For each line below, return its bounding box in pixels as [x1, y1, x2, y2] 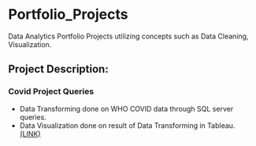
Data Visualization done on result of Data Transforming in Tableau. [19, 120, 236, 130]
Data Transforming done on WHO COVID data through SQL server [19, 104, 234, 113]
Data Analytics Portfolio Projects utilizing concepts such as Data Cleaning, [8, 31, 249, 41]
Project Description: [8, 63, 109, 76]
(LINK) [19, 129, 41, 138]
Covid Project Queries [8, 86, 95, 97]
